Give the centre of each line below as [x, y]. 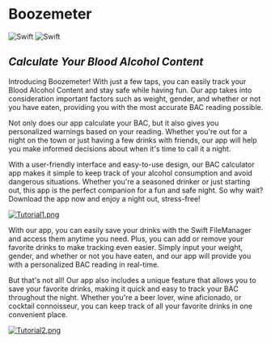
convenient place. [38, 314]
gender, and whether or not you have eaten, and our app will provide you [130, 256]
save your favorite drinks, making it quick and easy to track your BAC [123, 289]
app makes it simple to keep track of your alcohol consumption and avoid [130, 173]
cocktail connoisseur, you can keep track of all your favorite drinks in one [131, 306]
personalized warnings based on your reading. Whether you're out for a [128, 131]
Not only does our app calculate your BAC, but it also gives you [114, 123]
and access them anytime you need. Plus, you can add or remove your [126, 239]
